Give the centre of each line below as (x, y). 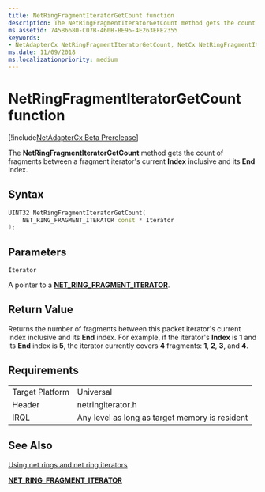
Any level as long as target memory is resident (162, 418)
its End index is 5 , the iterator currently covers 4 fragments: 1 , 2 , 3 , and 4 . (128, 346)
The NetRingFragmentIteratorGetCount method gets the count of (116, 153)
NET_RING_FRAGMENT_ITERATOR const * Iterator (99, 220)
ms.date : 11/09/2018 (42, 52)
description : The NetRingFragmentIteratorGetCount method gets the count (132, 23)
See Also (30, 446)
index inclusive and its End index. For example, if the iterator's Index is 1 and (132, 337)
